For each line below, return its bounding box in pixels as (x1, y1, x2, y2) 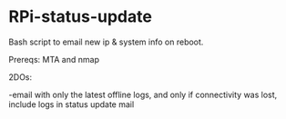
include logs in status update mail (8, 98, 135, 110)
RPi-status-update (8, 6, 152, 27)
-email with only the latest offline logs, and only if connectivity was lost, (8, 89, 278, 100)
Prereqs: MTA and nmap (8, 54, 99, 64)
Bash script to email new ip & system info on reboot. (8, 36, 204, 47)
